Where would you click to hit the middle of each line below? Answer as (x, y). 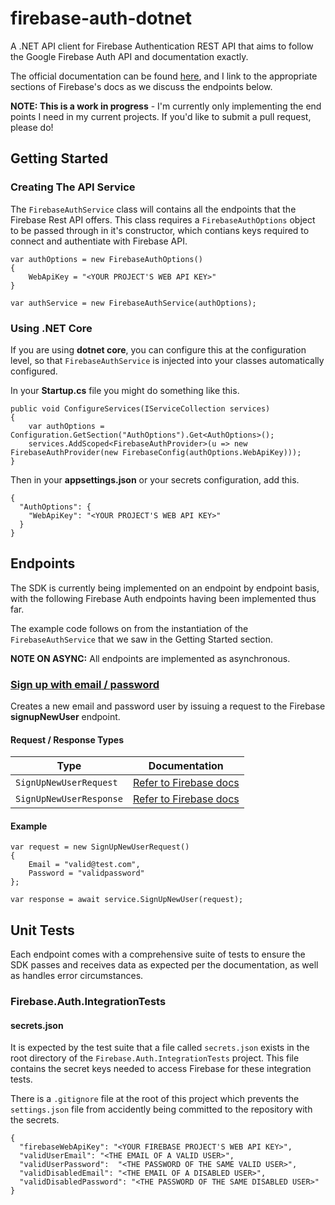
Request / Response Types (67, 739)
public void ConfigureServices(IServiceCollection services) (140, 408)
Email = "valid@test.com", (84, 865)
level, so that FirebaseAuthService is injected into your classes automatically (167, 360)
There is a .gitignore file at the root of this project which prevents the (155, 1099)
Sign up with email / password (85, 684)
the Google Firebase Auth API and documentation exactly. (129, 56)
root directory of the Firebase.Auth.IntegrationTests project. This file (155, 1058)
